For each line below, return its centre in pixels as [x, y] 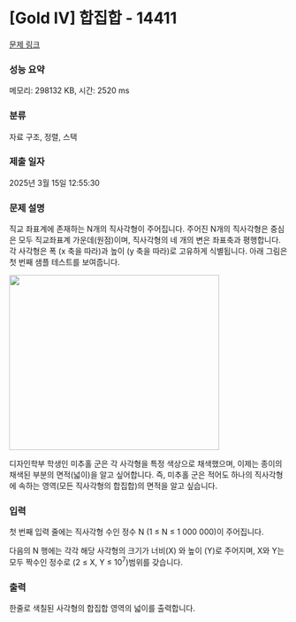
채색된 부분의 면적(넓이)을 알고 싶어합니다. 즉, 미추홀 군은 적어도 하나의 [131, 475]
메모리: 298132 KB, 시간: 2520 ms [69, 90]
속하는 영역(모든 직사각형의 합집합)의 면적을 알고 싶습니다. [118, 486]
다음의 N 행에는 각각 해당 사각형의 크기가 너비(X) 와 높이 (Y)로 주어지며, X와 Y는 [147, 551]
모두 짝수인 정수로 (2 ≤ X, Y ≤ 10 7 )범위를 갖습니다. [96, 562]
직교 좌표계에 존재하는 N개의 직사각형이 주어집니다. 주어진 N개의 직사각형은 [139, 229]
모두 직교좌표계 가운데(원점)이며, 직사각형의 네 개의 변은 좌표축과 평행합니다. [149, 240]
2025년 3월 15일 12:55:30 [54, 183]
